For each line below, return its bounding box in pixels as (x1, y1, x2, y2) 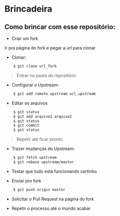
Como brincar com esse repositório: (4, 23, 116, 31)
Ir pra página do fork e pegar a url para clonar (4, 45, 96, 50)
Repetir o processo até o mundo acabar (11, 205, 91, 211)
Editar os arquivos (11, 100, 48, 106)
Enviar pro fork (11, 178, 42, 183)
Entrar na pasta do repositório (16, 72, 76, 78)
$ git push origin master (13, 187, 66, 192)
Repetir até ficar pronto (16, 136, 63, 142)
